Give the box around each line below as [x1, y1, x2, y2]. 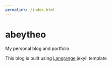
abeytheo [5, 28, 46, 40]
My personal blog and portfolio [5, 45, 70, 51]
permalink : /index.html [5, 7, 55, 12]
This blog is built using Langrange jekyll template [5, 55, 107, 61]
